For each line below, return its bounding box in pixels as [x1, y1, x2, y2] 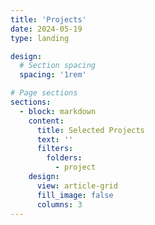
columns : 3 [36, 199, 83, 210]
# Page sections [10, 88, 78, 98]
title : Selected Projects [36, 125, 145, 135]
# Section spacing [19, 61, 97, 71]
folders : [46, 153, 83, 163]
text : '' [36, 134, 74, 145]
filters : [36, 144, 74, 154]
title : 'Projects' [10, 14, 87, 25]
